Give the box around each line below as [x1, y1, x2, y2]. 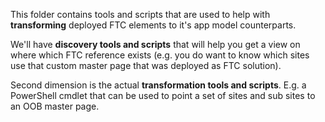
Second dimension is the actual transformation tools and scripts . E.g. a [10, 79, 307, 91]
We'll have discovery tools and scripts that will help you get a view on [10, 39, 301, 50]
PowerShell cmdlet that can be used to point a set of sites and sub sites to [10, 90, 316, 101]
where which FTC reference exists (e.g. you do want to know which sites [10, 49, 310, 61]
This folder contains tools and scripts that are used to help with [10, 9, 271, 20]
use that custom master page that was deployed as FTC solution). [10, 60, 282, 71]
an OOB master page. [10, 100, 100, 112]
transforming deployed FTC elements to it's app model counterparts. [10, 19, 297, 31]
